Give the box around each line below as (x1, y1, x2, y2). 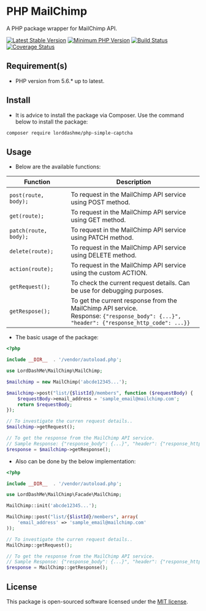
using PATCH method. (71, 234, 134, 242)
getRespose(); (9, 308, 51, 315)
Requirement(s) (6, 61, 67, 71)
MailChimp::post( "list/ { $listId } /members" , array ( (6, 514, 139, 520)
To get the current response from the (71, 296, 178, 305)
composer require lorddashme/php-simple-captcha (6, 130, 133, 136)
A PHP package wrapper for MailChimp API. (6, 25, 118, 32)
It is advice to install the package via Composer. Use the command (15, 111, 184, 119)
